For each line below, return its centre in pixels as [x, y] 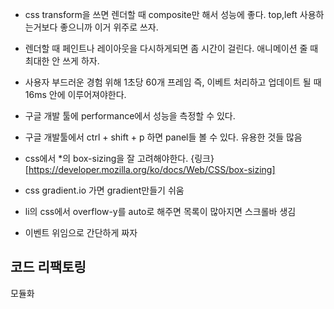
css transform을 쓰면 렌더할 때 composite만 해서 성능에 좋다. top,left [161, 14]
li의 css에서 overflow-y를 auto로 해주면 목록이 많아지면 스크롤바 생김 [160, 211]
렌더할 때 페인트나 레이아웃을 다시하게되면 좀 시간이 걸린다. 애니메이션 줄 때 [171, 48]
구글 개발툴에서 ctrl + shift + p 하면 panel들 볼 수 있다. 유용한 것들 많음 [163, 137]
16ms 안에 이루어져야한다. [75, 94]
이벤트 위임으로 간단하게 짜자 [81, 232]
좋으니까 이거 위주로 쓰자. [109, 27]
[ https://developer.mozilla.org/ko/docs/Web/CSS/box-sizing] [150, 169]
